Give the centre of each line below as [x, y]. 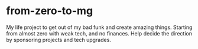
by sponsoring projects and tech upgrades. [59, 40]
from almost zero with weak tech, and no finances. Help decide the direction [99, 33]
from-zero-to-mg [50, 11]
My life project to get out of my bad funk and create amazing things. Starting [99, 27]
